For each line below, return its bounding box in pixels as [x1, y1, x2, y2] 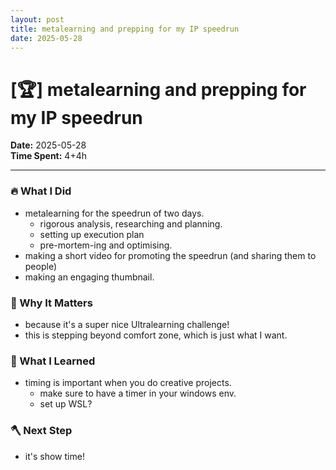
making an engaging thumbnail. [24, 271, 155, 283]
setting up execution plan [39, 228, 145, 240]
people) [24, 260, 57, 272]
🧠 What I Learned [10, 354, 96, 368]
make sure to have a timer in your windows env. [39, 387, 237, 400]
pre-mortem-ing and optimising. [39, 239, 173, 251]
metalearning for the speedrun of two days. [24, 207, 205, 219]
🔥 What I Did [10, 184, 72, 198]
